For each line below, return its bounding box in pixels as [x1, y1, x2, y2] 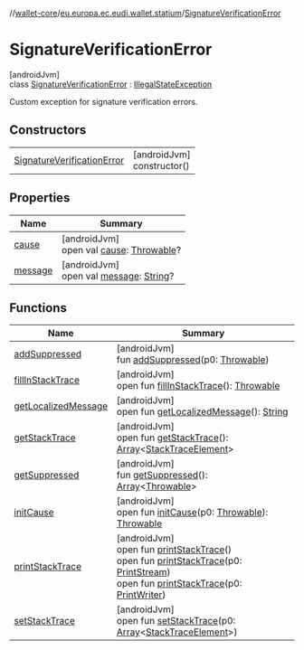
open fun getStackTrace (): [116, 431, 229, 444]
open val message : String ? [62, 269, 175, 282]
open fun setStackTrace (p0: [116, 615, 236, 627]
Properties [9, 190, 71, 206]
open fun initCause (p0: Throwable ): [116, 506, 269, 519]
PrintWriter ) [116, 589, 166, 601]
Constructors [9, 122, 87, 138]
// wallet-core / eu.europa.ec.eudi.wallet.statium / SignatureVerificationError [9, 8, 281, 18]
